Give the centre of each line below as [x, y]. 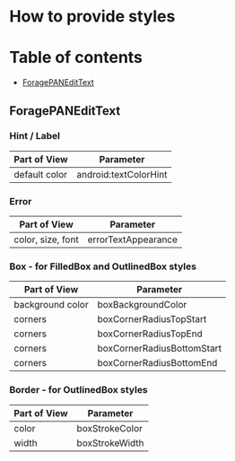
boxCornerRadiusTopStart [152, 319]
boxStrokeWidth [111, 443]
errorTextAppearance [132, 239]
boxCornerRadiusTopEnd [150, 334]
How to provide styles [92, 17]
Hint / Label [35, 136]
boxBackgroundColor [142, 305]
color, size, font [46, 239]
